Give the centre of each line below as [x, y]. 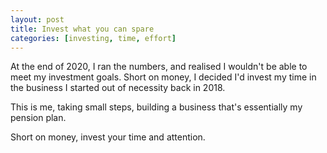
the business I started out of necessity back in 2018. [118, 88]
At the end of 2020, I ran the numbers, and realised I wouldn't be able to [159, 67]
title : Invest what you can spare [82, 29]
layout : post [37, 19]
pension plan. [38, 118]
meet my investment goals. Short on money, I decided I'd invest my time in [163, 77]
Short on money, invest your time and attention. [108, 137]
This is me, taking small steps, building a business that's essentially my [156, 107]
